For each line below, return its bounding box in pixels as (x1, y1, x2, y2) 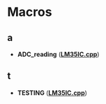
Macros (7, 4, 52, 20)
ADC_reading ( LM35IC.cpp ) (17, 50, 100, 58)
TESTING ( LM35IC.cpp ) (17, 88, 87, 97)
